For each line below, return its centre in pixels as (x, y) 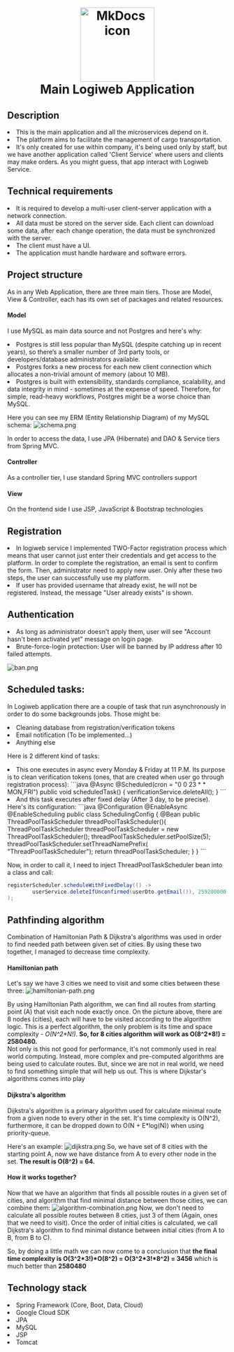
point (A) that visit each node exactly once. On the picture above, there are (115, 1012)
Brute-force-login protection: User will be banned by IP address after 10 (119, 646)
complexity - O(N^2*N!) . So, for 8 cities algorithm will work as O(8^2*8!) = (117, 1034)
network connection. (37, 215)
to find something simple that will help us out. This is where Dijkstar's (107, 1071)
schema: (20, 425)
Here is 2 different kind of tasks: (53, 756)
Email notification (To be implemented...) (74, 735)
